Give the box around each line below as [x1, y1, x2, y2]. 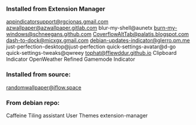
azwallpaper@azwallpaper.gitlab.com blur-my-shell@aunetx [6, 24, 153, 31]
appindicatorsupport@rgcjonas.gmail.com [6, 18, 109, 25]
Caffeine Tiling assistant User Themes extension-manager [6, 111, 148, 119]
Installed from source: [6, 70, 71, 78]
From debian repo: [6, 98, 60, 107]
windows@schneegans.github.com [6, 31, 92, 38]
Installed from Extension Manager [6, 5, 106, 13]
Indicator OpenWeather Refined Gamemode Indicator [6, 55, 136, 63]
